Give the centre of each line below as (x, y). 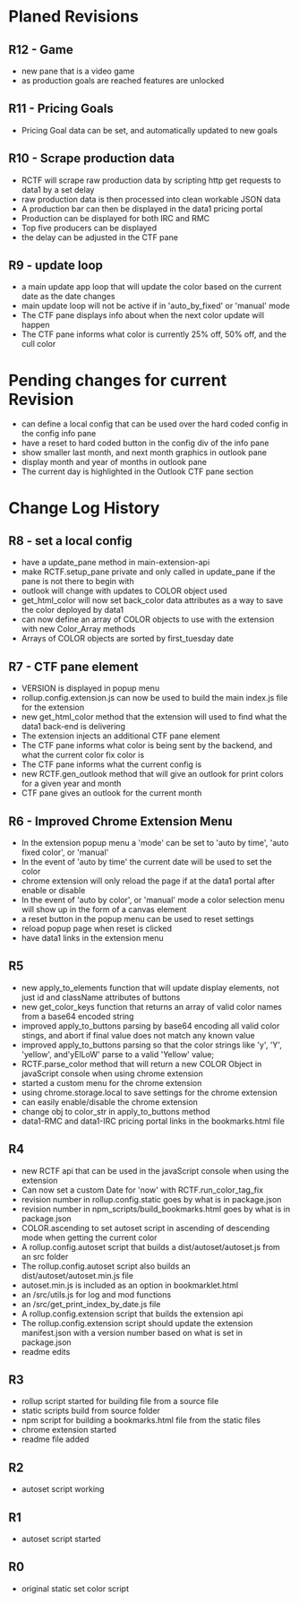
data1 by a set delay (58, 189)
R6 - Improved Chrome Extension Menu (121, 821)
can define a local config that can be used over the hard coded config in (154, 424)
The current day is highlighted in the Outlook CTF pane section (137, 471)
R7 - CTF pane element (73, 666)
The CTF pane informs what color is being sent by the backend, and (147, 745)
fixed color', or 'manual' (65, 852)
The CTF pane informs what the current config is (111, 764)
